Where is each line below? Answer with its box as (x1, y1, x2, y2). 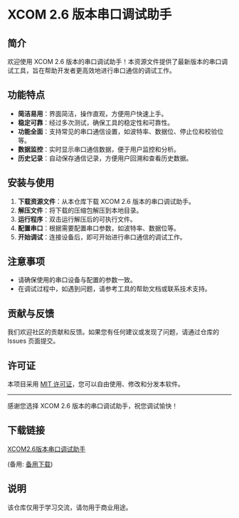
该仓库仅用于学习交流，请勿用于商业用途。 (7, 503, 132, 512)
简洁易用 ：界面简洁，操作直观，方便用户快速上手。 (17, 109, 168, 118)
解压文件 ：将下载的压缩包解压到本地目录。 (17, 206, 143, 214)
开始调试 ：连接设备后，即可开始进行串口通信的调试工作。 (17, 232, 186, 241)
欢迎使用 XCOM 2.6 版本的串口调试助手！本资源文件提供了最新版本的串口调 (7, 58, 228, 66)
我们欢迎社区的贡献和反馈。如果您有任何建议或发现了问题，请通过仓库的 (7, 328, 219, 336)
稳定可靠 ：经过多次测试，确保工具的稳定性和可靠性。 (17, 118, 174, 127)
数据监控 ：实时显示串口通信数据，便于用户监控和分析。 (17, 145, 180, 153)
